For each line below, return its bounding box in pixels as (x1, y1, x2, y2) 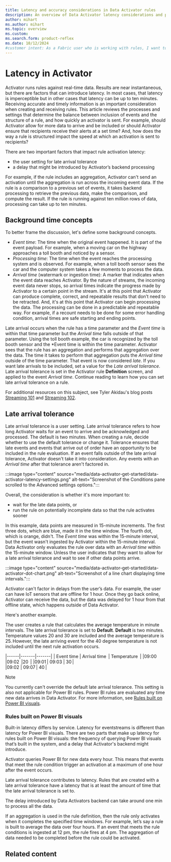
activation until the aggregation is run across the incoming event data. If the (5, 179, 164, 185)
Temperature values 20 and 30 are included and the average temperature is (5, 633, 164, 639)
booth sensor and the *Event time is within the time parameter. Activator (5, 341, 157, 347)
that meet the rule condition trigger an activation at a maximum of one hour (5, 762, 163, 768)
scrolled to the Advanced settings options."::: (5, 482, 100, 488)
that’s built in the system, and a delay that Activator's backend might (5, 741, 149, 747)
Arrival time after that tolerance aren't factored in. (5, 461, 109, 468)
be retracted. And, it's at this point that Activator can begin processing (12, 299, 160, 305)
